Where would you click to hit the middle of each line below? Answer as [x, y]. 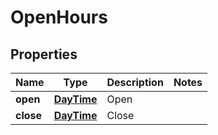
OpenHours [59, 17]
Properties [44, 54]
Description [135, 82]
